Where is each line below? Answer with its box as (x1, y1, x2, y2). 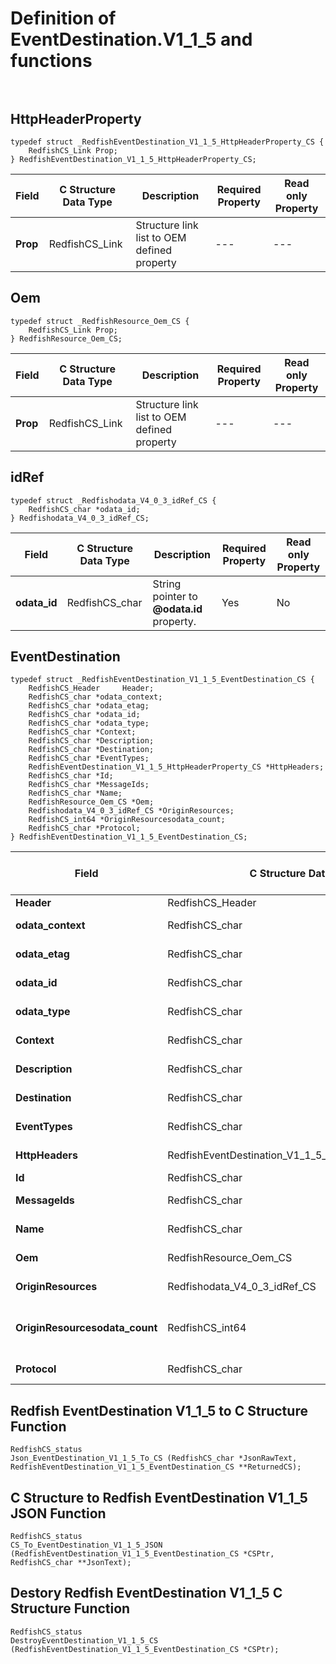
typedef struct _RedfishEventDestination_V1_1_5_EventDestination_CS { (10, 675, 315, 685)
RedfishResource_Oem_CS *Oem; (28, 797, 155, 807)
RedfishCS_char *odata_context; (28, 692, 163, 702)
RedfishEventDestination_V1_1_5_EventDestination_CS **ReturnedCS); (10, 1462, 302, 1472)
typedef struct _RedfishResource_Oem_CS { (10, 316, 190, 326)
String (152, 577, 182, 591)
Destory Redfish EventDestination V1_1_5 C (10, 1585, 283, 1602)
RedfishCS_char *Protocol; (28, 823, 141, 834)
